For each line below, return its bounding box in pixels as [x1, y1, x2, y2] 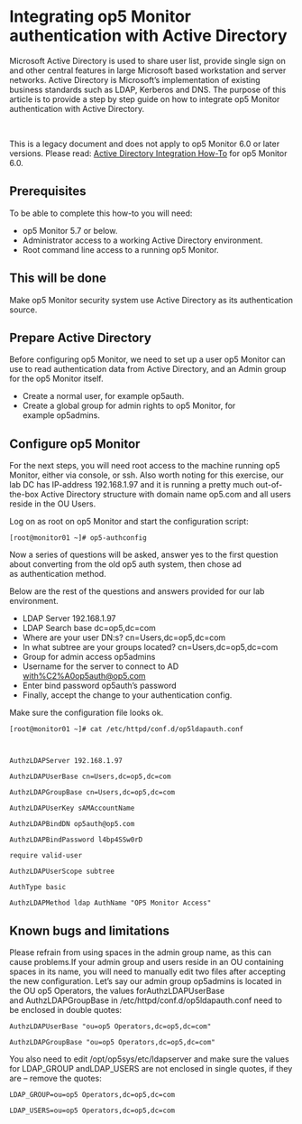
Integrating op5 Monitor [9, 6, 192, 27]
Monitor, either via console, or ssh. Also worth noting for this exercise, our [9, 469, 284, 480]
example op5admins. [22, 410, 101, 421]
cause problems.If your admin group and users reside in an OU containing [9, 957, 284, 967]
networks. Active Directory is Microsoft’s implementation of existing [9, 74, 261, 85]
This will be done [9, 271, 106, 286]
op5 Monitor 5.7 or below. [22, 225, 118, 236]
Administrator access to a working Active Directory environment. [22, 235, 263, 246]
